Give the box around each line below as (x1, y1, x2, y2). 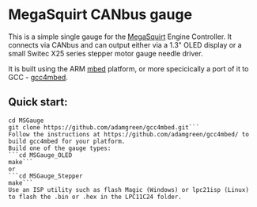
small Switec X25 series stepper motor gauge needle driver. (8, 48, 203, 58)
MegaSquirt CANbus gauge (8, 6, 192, 24)
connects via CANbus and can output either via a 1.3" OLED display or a (8, 40, 243, 49)
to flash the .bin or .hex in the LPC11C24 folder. (8, 193, 182, 201)
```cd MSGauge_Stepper (8, 172, 83, 180)
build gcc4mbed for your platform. (8, 137, 126, 145)
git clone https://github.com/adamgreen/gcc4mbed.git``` (8, 123, 200, 132)
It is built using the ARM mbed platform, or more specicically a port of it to (8, 63, 249, 73)
